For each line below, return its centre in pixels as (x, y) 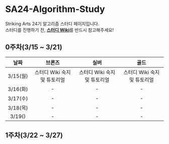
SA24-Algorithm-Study (55, 9)
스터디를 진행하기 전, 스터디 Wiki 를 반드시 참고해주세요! (60, 30)
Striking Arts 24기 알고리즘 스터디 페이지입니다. (52, 23)
